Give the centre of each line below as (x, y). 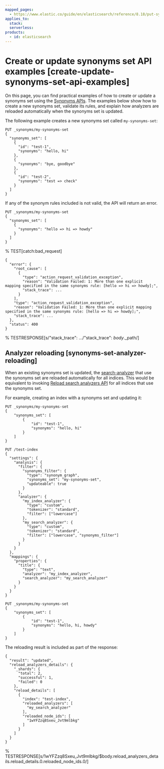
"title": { (29, 565)
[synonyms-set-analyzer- (106, 353)
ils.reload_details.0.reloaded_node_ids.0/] (47, 761)
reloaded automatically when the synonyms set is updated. (64, 111)
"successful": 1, (36, 677)
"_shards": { (27, 669)
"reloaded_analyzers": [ (48, 703)
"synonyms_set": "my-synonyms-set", (64, 480)
